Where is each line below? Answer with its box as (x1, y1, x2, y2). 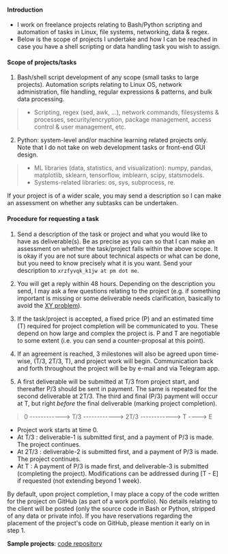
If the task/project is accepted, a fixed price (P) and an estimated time (16, 315, 214, 323)
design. (16, 150, 39, 159)
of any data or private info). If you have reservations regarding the (7, 512, 193, 520)
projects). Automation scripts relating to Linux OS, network (16, 81, 182, 89)
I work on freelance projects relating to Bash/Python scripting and (16, 21, 203, 29)
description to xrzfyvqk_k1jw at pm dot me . (16, 266, 139, 274)
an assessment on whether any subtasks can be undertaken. (7, 199, 179, 207)
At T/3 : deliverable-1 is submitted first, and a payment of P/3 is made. (16, 433, 214, 441)
